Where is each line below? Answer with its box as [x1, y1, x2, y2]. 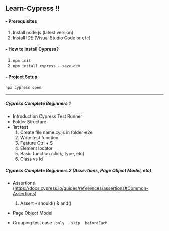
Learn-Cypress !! [5, 4, 60, 13]
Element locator [20, 145, 53, 151]
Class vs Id [20, 156, 43, 162]
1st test [12, 124, 29, 130]
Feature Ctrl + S [20, 140, 53, 146]
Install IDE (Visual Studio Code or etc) [12, 35, 91, 41]
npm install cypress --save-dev [12, 63, 80, 68]
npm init [12, 58, 31, 63]
